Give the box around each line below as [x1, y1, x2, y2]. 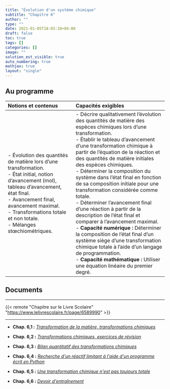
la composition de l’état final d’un [75, 230, 154, 237]
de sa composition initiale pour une [75, 180, 159, 187]
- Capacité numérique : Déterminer [75, 224, 161, 231]
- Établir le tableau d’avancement [75, 136, 155, 143]
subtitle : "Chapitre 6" [5, 12, 56, 17]
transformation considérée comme [75, 186, 158, 193]
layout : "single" [5, 69, 42, 74]
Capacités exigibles [75, 102, 124, 109]
